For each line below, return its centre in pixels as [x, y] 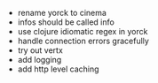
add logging [39, 60]
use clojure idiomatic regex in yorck [83, 31]
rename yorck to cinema [62, 13]
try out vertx [40, 50]
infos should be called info [66, 22]
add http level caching [58, 69]
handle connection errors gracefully [83, 41]
